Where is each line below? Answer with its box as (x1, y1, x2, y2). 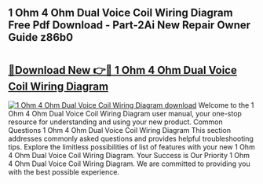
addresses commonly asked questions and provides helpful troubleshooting (8, 134, 254, 143)
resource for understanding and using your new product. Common (8, 117, 224, 127)
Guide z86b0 (8, 31, 73, 44)
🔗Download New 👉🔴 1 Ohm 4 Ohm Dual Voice (8, 63, 237, 77)
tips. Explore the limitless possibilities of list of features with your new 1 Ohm (8, 142, 255, 152)
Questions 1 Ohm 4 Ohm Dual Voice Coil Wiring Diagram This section (8, 126, 232, 134)
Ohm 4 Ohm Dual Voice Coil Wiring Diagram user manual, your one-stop (8, 109, 242, 118)
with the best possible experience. (8, 167, 120, 176)
